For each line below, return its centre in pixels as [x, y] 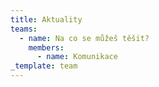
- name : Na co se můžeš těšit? [84, 38]
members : [46, 47]
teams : [24, 29]
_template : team [44, 66]
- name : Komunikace [77, 57]
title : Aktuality [46, 19]
